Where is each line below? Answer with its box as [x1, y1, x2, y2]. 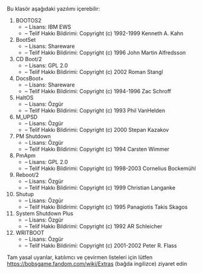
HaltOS [15, 94, 34, 101]
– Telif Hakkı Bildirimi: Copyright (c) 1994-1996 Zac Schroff [24, 88, 171, 94]
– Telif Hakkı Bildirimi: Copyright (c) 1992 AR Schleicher [24, 223, 163, 229]
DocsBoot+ [15, 75, 44, 82]
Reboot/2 [15, 171, 39, 178]
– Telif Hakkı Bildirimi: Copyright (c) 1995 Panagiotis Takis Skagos [24, 203, 188, 211]
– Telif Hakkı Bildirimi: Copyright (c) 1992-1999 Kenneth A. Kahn [24, 30, 184, 37]
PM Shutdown [15, 133, 51, 140]
